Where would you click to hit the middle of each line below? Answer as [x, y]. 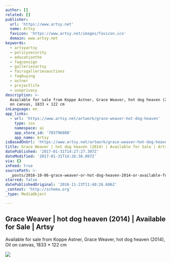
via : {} [13, 161]
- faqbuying [23, 76]
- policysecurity [28, 52]
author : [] [17, 10]
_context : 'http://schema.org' [38, 189]
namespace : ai [29, 128]
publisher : [17, 19]
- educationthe [26, 57]
